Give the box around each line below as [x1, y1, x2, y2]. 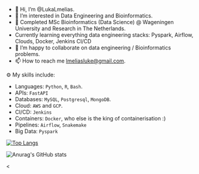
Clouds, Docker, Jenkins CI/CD [14, 38, 92, 45]
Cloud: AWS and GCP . [14, 102, 63, 109]
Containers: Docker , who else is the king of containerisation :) [14, 115, 166, 122]
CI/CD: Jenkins [14, 108, 52, 116]
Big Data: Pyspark [14, 128, 58, 135]
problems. [14, 51, 40, 57]
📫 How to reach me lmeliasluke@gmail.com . [14, 57, 126, 64]
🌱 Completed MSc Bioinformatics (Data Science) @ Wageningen [14, 19, 174, 25]
